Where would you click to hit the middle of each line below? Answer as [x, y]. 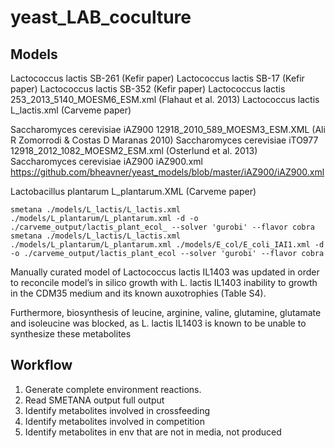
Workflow [41, 365]
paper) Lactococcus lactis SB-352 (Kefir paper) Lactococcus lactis [148, 89]
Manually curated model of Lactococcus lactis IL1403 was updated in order [165, 272]
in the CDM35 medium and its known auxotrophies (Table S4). [138, 293]
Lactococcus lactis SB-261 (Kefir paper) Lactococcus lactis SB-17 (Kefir [157, 78]
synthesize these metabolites [71, 334]
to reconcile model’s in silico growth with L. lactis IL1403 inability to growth [164, 282]
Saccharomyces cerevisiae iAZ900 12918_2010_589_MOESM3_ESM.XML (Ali [168, 129]
